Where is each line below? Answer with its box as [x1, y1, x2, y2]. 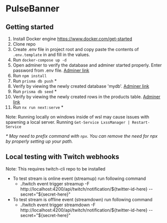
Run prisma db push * [12, 78, 57, 84]
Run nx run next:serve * [12, 105, 63, 110]
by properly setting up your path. [5, 138, 73, 144]
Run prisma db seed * [12, 89, 57, 94]
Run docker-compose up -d [12, 57, 67, 62]
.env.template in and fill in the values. [12, 52, 90, 57]
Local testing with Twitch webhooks [5, 153, 119, 161]
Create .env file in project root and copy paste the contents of [12, 47, 139, 52]
